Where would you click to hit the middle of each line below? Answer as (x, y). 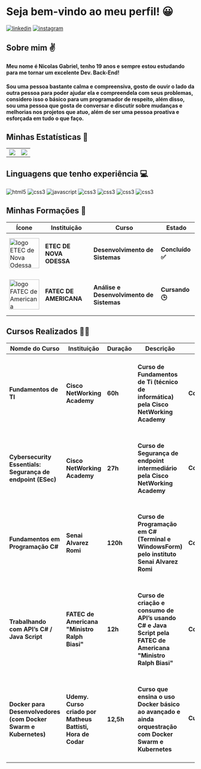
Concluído (176, 250)
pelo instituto (157, 554)
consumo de (156, 611)
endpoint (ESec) (33, 479)
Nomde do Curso (35, 348)
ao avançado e (159, 711)
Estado (176, 228)
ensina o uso (156, 696)
